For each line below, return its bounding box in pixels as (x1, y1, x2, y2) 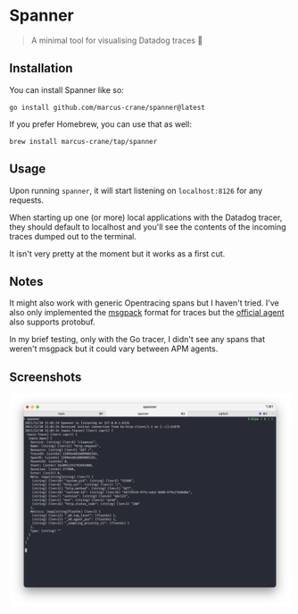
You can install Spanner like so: (9, 84, 125, 95)
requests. (9, 194, 45, 206)
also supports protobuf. (9, 316, 95, 327)
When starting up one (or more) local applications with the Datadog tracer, (9, 212, 283, 223)
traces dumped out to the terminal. (9, 231, 137, 241)
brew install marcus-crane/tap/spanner (9, 137, 158, 146)
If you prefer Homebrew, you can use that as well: (9, 118, 192, 130)
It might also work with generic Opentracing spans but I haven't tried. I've (9, 298, 279, 308)
